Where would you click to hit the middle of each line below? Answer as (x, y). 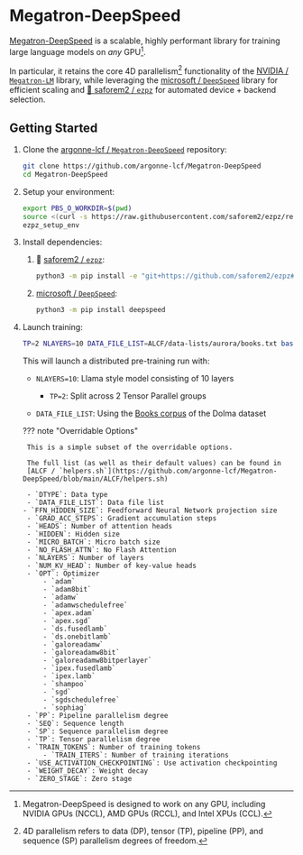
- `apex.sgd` (67, 621)
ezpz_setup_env (51, 225)
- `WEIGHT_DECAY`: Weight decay (87, 771)
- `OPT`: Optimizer (63, 574)
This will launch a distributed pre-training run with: (116, 361)
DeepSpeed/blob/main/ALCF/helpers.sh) (95, 479)
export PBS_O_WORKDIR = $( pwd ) (77, 208)
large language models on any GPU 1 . (78, 51)
